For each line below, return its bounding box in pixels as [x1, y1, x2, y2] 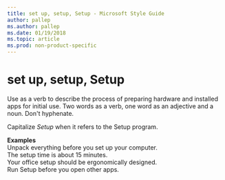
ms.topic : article [7, 36, 60, 43]
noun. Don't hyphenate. [7, 109, 74, 117]
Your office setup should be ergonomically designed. [7, 158, 158, 166]
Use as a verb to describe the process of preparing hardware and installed [7, 94, 219, 103]
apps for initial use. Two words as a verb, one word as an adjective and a [7, 101, 214, 110]
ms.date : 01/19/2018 [7, 29, 67, 37]
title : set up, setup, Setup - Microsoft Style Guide [7, 10, 165, 17]
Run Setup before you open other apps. [7, 165, 119, 173]
